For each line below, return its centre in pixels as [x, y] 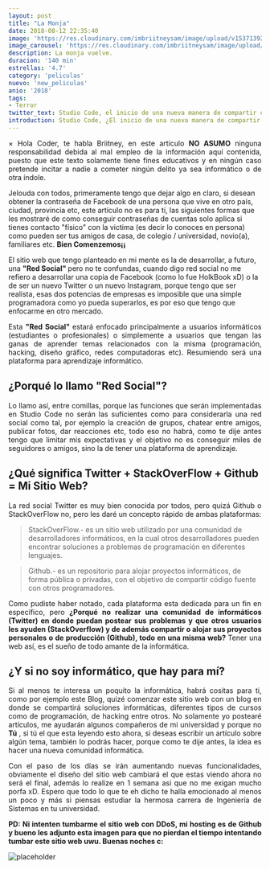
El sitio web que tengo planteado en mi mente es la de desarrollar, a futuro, [133, 260]
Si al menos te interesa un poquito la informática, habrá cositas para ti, [135, 691]
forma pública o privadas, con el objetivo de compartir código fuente [142, 579]
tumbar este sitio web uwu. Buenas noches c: [86, 842]
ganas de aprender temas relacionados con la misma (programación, [135, 343]
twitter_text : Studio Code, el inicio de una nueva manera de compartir [133, 113]
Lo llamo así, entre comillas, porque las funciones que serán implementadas [135, 405]
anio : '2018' [30, 90]
